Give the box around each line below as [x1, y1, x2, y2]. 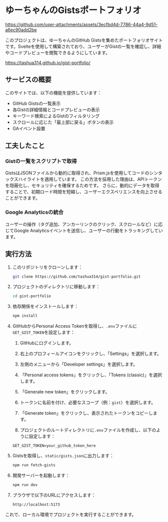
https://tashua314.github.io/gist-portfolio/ [5, 60, 91, 66]
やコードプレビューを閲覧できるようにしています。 [5, 50, 110, 56]
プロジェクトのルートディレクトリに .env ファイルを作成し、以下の [20, 427, 156, 433]
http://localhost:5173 [12, 502, 60, 507]
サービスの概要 [5, 76, 52, 84]
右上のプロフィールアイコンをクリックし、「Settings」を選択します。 [20, 351, 162, 357]
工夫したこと [5, 141, 45, 150]
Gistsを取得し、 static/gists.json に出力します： [12, 453, 114, 459]
